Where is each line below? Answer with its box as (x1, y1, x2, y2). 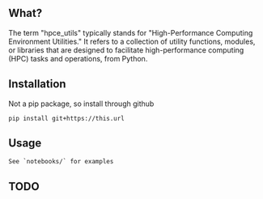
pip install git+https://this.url (8, 114, 125, 122)
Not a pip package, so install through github (8, 99, 155, 108)
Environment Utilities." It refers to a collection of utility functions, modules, (8, 36, 256, 46)
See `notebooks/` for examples (8, 158, 114, 166)
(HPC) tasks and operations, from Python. (8, 53, 148, 63)
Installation (8, 77, 66, 91)
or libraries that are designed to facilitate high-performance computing (8, 44, 244, 55)
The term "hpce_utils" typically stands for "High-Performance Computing (8, 28, 253, 37)
